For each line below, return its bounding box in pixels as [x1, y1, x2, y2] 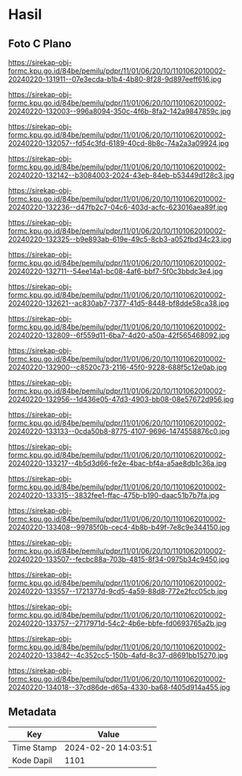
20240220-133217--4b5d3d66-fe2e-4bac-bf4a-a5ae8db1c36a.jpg [8, 459, 227, 468]
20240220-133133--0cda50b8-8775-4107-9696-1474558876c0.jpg [8, 427, 230, 436]
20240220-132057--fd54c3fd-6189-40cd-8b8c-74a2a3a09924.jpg [8, 139, 229, 147]
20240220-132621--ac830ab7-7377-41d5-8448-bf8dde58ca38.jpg [8, 299, 229, 308]
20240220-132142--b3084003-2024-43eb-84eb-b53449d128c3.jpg [8, 171, 235, 180]
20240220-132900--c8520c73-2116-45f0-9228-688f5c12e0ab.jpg [8, 362, 227, 372]
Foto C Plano [8, 37, 72, 50]
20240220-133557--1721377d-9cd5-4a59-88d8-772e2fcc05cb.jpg [8, 587, 228, 596]
